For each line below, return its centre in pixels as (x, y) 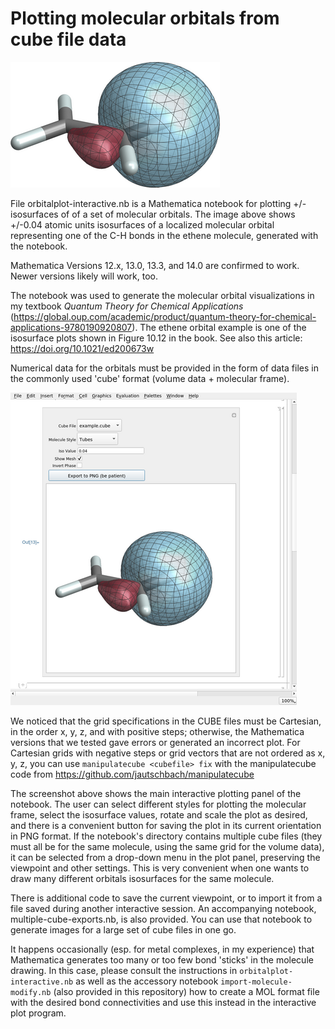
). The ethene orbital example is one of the (219, 327)
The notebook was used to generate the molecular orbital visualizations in (162, 295)
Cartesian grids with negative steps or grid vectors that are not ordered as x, (168, 753)
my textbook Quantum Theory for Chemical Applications (127, 306)
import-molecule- (256, 982)
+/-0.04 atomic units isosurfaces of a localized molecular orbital (142, 224)
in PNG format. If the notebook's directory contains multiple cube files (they (166, 836)
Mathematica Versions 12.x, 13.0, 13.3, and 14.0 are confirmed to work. (155, 265)
